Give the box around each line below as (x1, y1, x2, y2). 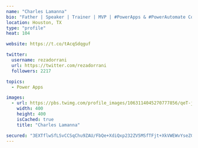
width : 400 (16, 106, 44, 112)
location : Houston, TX (6, 19, 62, 25)
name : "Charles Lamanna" (6, 8, 67, 15)
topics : (6, 79, 25, 85)
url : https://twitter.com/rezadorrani (11, 62, 107, 68)
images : (6, 95, 25, 100)
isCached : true (16, 116, 54, 122)
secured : (6, 133, 28, 139)
